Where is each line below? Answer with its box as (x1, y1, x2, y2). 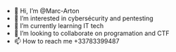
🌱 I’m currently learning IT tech (13, 22, 104, 30)
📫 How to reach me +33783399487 (13, 37, 120, 45)
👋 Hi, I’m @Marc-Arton (13, 7, 80, 15)
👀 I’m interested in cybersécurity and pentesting (13, 14, 153, 22)
